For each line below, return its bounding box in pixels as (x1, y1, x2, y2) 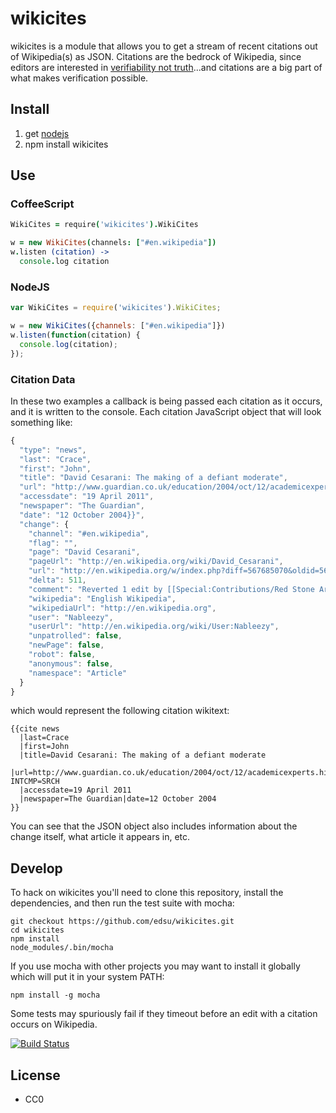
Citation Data (10, 372, 76, 386)
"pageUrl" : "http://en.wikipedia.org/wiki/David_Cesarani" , (28, 557, 284, 567)
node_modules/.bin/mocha (10, 943, 114, 953)
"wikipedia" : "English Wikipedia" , (28, 593, 177, 604)
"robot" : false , (28, 650, 97, 660)
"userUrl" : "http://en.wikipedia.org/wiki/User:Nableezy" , (28, 622, 280, 632)
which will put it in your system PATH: (10, 971, 165, 983)
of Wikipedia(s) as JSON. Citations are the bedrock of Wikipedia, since (10, 50, 302, 62)
